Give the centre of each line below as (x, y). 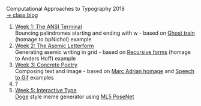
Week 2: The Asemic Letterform (54, 46)
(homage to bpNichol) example (53, 39)
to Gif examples (34, 78)
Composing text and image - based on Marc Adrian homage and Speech (105, 71)
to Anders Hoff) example (45, 58)
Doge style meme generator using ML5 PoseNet (74, 96)
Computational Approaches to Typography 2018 (65, 9)
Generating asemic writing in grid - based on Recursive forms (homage (103, 52)
